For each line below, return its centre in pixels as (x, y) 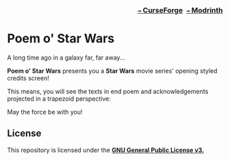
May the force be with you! (45, 112)
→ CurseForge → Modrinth (180, 10)
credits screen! (28, 78)
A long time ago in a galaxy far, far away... (66, 58)
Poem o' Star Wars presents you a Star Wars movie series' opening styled (112, 71)
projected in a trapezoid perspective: (59, 99)
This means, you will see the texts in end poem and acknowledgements (108, 91)
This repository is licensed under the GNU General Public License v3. (106, 150)
